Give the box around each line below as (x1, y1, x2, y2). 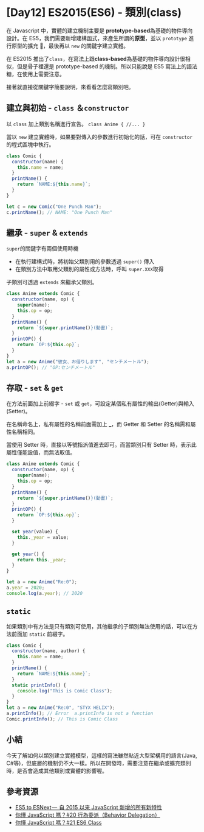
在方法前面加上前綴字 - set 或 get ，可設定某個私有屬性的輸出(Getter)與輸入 (6, 400, 194, 407)
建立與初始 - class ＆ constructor (6, 103, 129, 113)
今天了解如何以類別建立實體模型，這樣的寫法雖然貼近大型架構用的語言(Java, (6, 752, 197, 759)
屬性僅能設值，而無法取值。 (6, 449, 76, 456)
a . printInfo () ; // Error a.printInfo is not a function (6, 711, 154, 717)
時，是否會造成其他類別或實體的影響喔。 (6, 767, 107, 774)
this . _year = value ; (17, 534, 69, 540)
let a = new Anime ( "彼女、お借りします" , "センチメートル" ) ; (6, 358, 150, 364)
